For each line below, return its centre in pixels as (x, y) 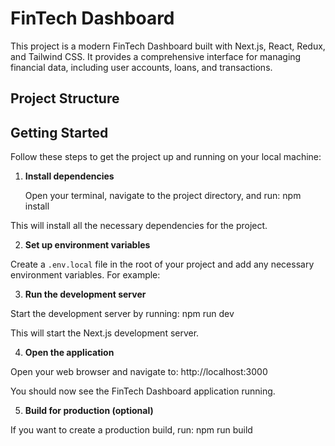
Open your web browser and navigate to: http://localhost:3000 (139, 372)
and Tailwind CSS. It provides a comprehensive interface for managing (156, 56)
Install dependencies (69, 176)
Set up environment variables (87, 245)
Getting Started (59, 132)
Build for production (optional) (89, 411)
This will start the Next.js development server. (105, 333)
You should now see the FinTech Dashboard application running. (143, 391)
